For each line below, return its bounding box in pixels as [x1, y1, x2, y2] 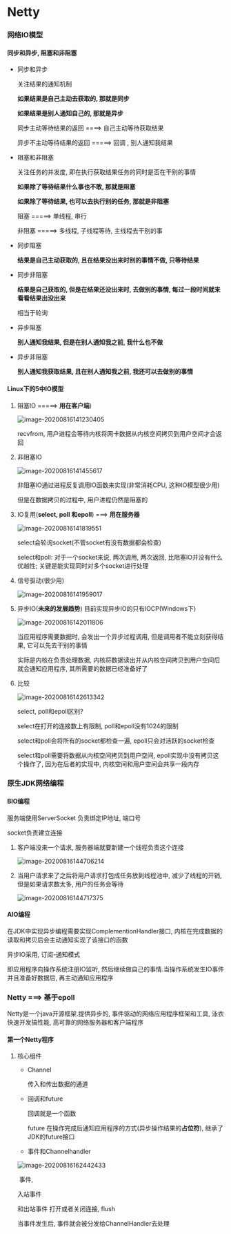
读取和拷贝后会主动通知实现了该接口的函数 [7, 936, 128, 944]
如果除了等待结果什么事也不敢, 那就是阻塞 [17, 182, 136, 191]
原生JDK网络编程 [7, 779, 64, 788]
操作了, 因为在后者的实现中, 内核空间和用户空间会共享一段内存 [23, 759, 200, 768]
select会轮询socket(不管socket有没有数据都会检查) [17, 538, 162, 547]
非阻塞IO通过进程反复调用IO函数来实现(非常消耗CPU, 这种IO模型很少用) [17, 481, 220, 489]
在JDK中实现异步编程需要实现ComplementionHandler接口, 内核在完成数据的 [7, 927, 223, 935]
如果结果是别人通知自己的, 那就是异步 [17, 109, 124, 117]
